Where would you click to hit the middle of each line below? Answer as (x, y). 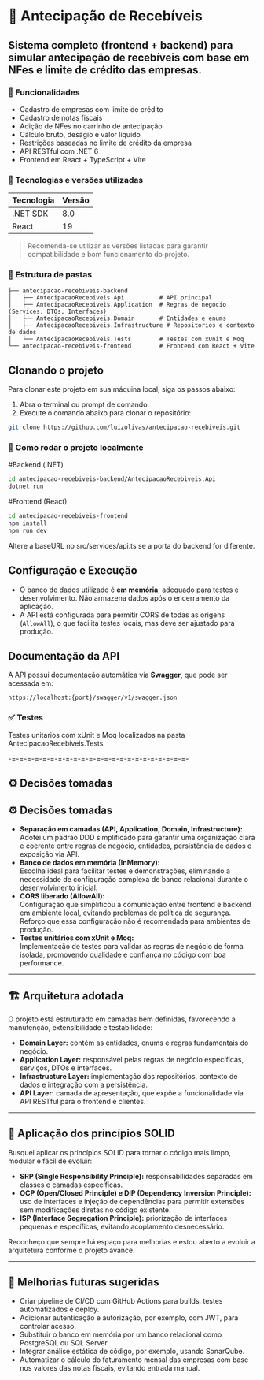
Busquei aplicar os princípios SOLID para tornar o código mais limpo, (120, 1152)
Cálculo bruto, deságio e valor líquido (80, 134)
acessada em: (31, 683)
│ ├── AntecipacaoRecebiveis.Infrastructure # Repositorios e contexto (132, 325)
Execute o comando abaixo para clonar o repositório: (105, 413)
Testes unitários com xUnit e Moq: (77, 938)
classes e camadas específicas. (71, 1185)
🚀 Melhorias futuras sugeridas (84, 1282)
